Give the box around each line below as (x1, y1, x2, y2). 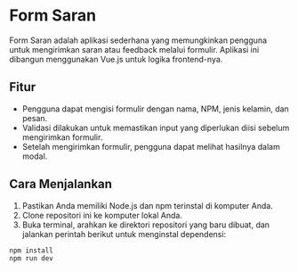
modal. (21, 151, 48, 161)
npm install (9, 246, 53, 255)
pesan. (21, 112, 48, 123)
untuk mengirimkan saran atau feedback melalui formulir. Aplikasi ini (9, 44, 260, 54)
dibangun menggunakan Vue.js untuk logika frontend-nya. (9, 54, 223, 64)
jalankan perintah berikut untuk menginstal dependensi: (21, 228, 227, 239)
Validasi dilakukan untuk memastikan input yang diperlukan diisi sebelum (21, 122, 290, 133)
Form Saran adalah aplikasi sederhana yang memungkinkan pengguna (9, 35, 268, 45)
